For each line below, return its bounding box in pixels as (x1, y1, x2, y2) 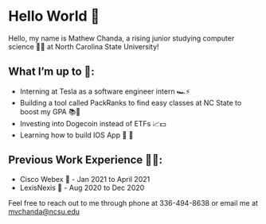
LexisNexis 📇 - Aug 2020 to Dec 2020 (19, 183, 145, 192)
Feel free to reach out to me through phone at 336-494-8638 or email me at (8, 198, 259, 207)
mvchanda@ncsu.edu (8, 207, 80, 216)
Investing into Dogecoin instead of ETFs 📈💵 (19, 118, 166, 128)
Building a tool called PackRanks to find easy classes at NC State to (19, 98, 242, 107)
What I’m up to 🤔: (8, 65, 96, 79)
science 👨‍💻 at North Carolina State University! (8, 41, 159, 51)
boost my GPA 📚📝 (19, 106, 81, 116)
